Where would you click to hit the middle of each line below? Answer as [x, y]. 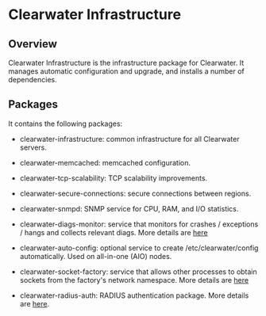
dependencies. [33, 80]
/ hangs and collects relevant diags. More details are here [114, 232]
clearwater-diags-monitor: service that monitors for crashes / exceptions [139, 224]
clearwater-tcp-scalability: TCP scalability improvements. [114, 178]
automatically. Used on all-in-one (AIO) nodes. [96, 256]
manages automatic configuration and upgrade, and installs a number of [126, 71]
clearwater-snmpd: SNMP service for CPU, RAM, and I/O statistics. [129, 208]
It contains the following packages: [66, 124]
